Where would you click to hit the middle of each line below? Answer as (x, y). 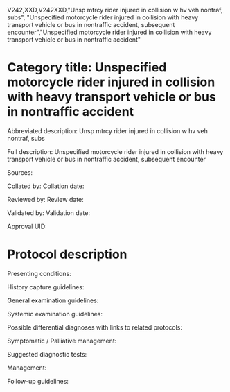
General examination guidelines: (53, 300)
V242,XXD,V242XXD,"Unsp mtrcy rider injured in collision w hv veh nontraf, (115, 10)
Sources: (20, 172)
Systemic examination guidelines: (55, 314)
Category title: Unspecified (87, 68)
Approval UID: (27, 226)
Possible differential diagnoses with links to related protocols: (95, 327)
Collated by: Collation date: (46, 186)
